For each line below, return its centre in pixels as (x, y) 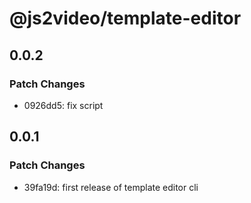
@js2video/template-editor (125, 18)
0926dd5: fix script (63, 105)
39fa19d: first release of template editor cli (111, 187)
